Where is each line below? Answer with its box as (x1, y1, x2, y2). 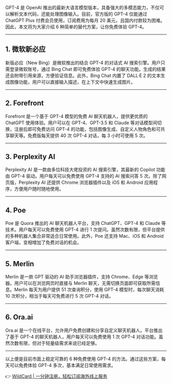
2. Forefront (5, 99, 44, 108)
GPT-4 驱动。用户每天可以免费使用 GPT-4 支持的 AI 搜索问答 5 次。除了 (11, 173, 162, 179)
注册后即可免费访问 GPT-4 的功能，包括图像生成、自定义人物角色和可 (14, 126, 161, 132)
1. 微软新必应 (5, 45, 46, 54)
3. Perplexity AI (5, 152, 55, 161)
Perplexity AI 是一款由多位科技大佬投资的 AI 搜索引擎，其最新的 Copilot (5, 166, 155, 173)
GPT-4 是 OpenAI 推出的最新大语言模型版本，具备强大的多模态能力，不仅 (5, 5, 160, 10)
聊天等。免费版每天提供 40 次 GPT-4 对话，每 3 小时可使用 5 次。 (9, 132, 148, 139)
